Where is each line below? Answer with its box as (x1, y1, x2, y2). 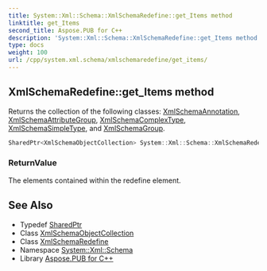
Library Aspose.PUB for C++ (19, 254, 114, 263)
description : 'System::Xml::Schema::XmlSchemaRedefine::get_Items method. (8, 33, 261, 42)
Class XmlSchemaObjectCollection (19, 228, 134, 238)
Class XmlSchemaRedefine (19, 236, 109, 246)
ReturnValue (8, 157, 57, 168)
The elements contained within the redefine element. (8, 176, 181, 185)
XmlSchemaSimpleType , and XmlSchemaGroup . (8, 123, 165, 133)
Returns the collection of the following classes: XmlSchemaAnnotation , (8, 106, 241, 116)
